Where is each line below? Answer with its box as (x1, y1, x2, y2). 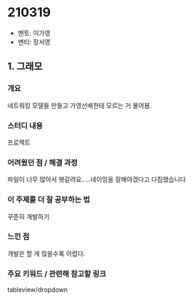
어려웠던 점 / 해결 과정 (7, 157, 78, 167)
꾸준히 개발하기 (7, 212, 50, 221)
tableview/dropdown (7, 285, 68, 294)
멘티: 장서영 (17, 37, 51, 46)
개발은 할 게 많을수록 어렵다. (7, 249, 85, 258)
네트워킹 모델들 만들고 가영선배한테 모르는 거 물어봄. (7, 101, 152, 110)
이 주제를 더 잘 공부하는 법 (7, 195, 90, 205)
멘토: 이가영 (17, 28, 51, 37)
